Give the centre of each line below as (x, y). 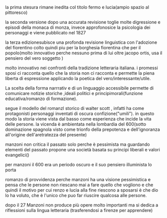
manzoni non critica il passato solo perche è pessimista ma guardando (78, 144)
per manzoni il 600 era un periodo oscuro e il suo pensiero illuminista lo (79, 164)
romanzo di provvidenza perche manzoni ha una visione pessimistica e (78, 179)
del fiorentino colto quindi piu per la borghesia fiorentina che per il (73, 48)
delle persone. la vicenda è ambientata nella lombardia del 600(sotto (76, 124)
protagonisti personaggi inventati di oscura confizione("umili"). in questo (80, 113)
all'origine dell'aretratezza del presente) (46, 135)
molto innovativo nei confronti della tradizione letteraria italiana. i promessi (82, 68)
